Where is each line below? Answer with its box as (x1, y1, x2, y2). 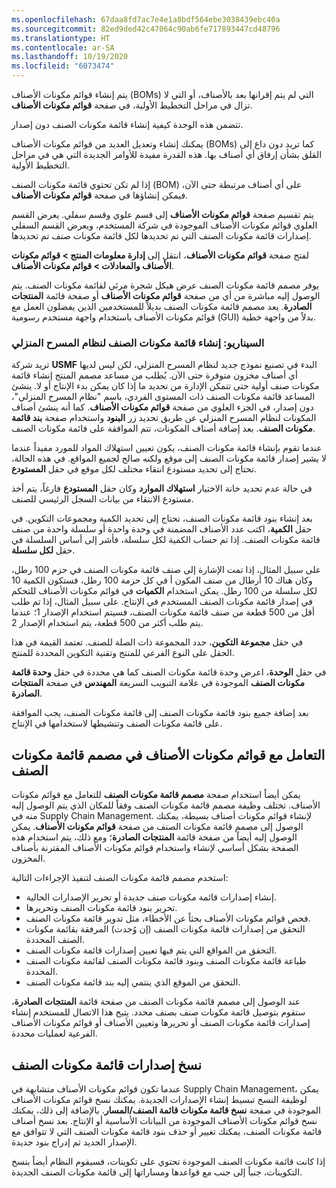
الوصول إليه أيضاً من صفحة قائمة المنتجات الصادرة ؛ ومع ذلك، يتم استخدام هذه (11, 831, 298, 843)
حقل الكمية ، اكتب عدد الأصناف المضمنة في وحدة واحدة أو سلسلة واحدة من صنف (11, 523, 313, 535)
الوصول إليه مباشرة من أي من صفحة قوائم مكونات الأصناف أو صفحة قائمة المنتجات (11, 290, 321, 301)
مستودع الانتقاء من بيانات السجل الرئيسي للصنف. (11, 493, 194, 505)
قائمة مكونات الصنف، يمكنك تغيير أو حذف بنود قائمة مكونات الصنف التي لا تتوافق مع (11, 1125, 323, 1137)
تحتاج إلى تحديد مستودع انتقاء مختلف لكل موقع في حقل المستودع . (11, 463, 258, 475)
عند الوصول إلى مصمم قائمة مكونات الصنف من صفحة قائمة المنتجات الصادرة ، (11, 996, 301, 1008)
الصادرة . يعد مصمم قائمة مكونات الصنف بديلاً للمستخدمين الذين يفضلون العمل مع (11, 301, 313, 312)
